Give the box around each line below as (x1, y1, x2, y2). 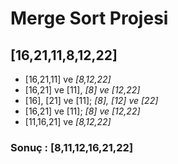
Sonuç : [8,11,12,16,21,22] (10, 140, 134, 154)
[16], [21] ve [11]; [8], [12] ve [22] (24, 95, 159, 106)
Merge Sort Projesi (10, 7, 169, 30)
